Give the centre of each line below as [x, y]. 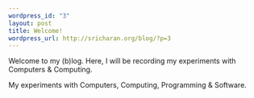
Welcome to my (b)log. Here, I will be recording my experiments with [122, 61]
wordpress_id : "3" [39, 16]
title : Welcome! [35, 31]
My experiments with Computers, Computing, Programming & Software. [128, 85]
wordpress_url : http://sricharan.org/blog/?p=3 [90, 38]
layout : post [30, 23]
